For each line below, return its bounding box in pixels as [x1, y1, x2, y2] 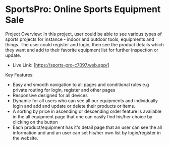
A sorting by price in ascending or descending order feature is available [12, 108, 162, 114]
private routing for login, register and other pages [12, 87, 116, 93]
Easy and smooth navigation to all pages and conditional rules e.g [12, 82, 149, 88]
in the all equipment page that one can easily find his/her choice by [12, 113, 153, 119]
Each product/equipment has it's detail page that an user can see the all [12, 124, 162, 130]
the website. [12, 135, 39, 141]
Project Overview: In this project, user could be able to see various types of [5, 31, 162, 37]
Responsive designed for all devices [12, 92, 88, 98]
